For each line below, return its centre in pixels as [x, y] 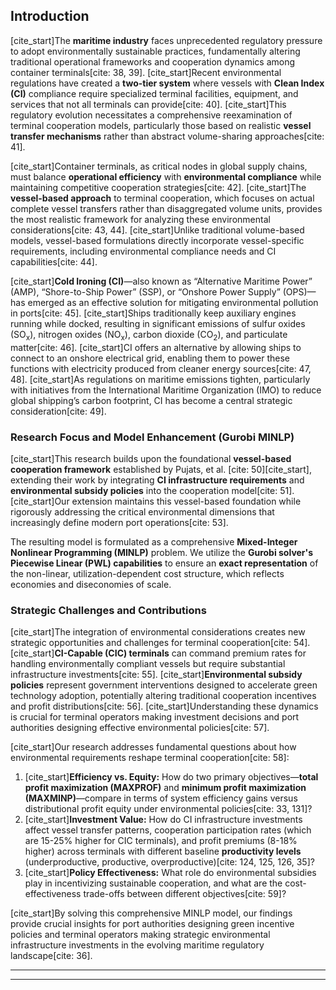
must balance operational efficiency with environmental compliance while [166, 176]
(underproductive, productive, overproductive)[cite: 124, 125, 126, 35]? [169, 862]
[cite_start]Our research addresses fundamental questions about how [153, 747]
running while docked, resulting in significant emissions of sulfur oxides [158, 323]
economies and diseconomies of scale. [91, 584]
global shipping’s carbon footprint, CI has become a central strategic [151, 400]
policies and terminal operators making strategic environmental [140, 935]
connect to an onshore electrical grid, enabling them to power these [150, 358]
